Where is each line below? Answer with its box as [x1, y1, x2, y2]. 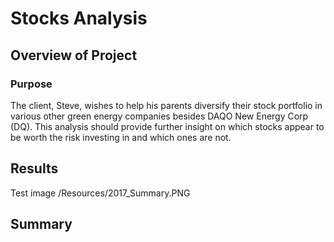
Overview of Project [10, 47, 138, 64]
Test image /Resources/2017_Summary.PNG [10, 187, 191, 199]
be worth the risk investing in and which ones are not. [10, 131, 232, 143]
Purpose [10, 77, 53, 91]
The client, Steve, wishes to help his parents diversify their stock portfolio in [10, 99, 323, 111]
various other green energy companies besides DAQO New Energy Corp [10, 110, 309, 122]
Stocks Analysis [10, 7, 148, 30]
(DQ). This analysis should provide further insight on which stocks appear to [10, 120, 325, 132]
